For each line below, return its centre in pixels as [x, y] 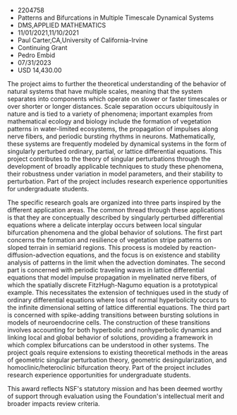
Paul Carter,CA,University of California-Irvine [83, 40]
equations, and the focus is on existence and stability [143, 255]
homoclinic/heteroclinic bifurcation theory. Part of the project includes [109, 367]
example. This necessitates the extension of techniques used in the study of [118, 293]
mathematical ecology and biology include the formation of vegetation [109, 121]
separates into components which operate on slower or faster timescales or [117, 99]
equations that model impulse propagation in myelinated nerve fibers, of [112, 277]
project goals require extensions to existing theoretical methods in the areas [118, 353]
